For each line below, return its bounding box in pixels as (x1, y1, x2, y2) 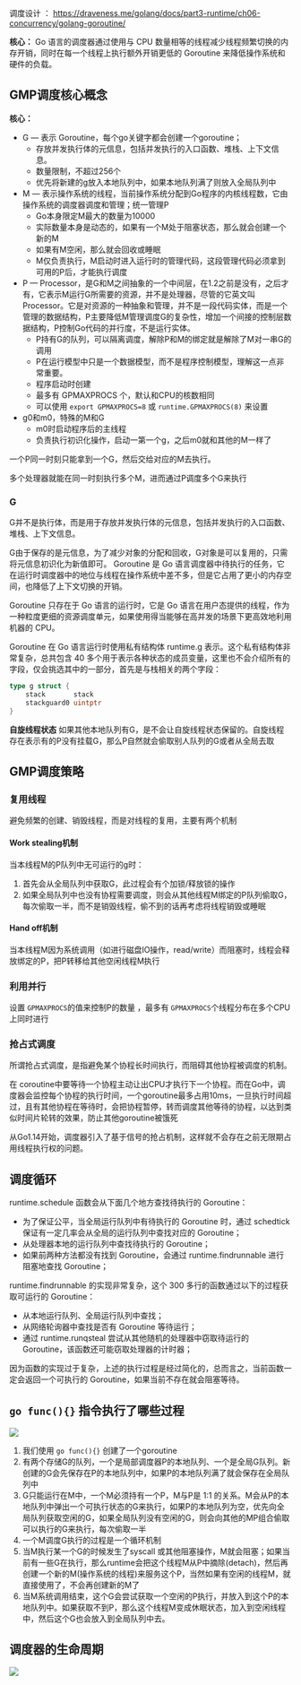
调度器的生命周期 (9, 1642, 104, 1657)
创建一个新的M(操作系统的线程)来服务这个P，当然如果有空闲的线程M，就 (21, 1568, 291, 1579)
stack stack (25, 689, 94, 699)
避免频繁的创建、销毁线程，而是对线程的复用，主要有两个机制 (9, 815, 237, 826)
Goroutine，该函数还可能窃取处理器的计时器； (21, 1344, 193, 1355)
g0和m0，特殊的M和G (21, 411, 105, 423)
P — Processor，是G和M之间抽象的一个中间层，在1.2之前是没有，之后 (21, 277, 281, 289)
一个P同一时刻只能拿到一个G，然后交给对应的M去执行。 (9, 454, 217, 464)
